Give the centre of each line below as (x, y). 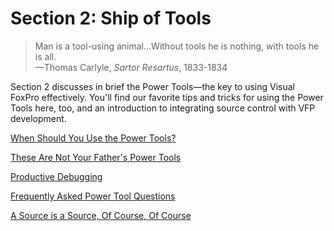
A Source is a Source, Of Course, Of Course (101, 215)
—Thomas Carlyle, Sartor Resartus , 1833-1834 (131, 67)
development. (38, 118)
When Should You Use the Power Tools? (93, 138)
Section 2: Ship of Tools (111, 18)
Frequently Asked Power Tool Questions (93, 196)
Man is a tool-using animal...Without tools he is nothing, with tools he (177, 46)
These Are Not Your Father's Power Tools (96, 157)
